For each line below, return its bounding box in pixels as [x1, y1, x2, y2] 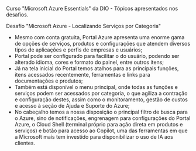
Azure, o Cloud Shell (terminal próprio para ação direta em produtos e [14, 121, 183, 128]
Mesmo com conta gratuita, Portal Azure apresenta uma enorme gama [14, 34, 185, 40]
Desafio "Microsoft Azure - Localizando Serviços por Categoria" [6, 23, 161, 29]
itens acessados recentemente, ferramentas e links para [14, 71, 150, 78]
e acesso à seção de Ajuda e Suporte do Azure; [14, 102, 130, 109]
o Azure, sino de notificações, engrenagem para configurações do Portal [14, 115, 191, 122]
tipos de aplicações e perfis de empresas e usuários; [14, 46, 143, 53]
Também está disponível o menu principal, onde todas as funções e [14, 84, 178, 90]
